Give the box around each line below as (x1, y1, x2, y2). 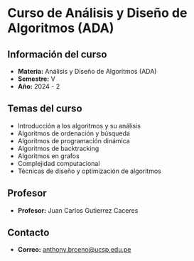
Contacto (7, 227, 50, 239)
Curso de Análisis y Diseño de (7, 5, 188, 21)
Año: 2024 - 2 (17, 82, 60, 90)
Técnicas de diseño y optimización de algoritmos (17, 167, 161, 175)
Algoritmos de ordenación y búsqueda (17, 129, 130, 138)
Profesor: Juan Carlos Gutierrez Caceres (17, 206, 139, 214)
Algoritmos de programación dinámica (17, 136, 130, 145)
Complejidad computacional (17, 159, 100, 167)
